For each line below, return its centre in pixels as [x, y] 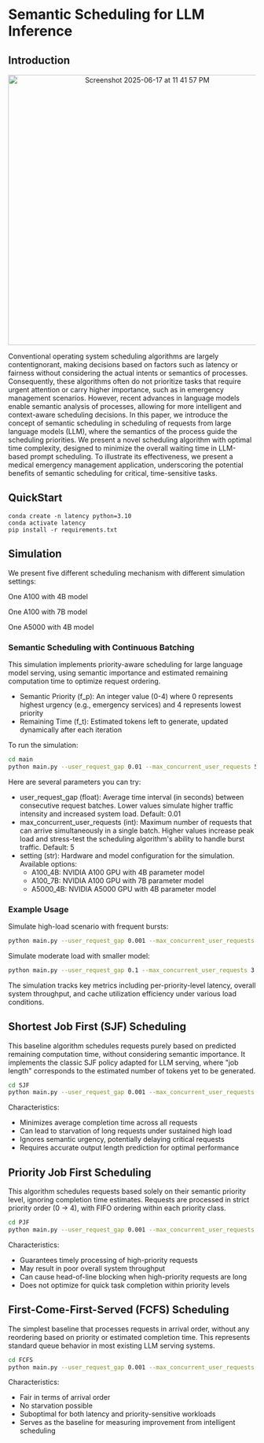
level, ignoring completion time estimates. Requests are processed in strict [129, 1200]
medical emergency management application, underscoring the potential [126, 465]
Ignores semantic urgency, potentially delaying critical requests [122, 1139]
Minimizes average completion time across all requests [108, 1123]
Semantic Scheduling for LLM [106, 15]
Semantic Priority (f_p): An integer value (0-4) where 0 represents [126, 696]
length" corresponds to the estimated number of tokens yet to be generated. [132, 1070]
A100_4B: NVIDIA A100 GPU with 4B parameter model [118, 872]
